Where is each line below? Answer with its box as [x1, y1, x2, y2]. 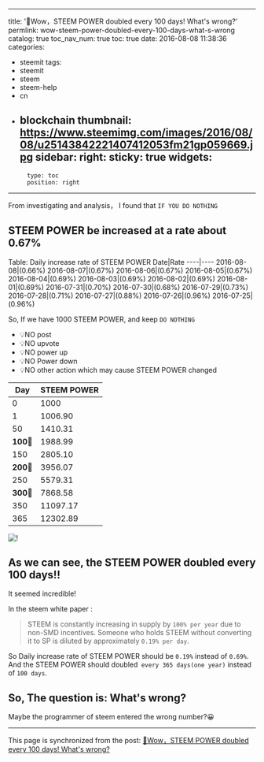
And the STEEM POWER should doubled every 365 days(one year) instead [8, 660, 251, 670]
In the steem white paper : [8, 604, 93, 614]
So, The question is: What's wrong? [8, 691, 187, 704]
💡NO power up [19, 348, 68, 357]
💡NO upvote [19, 338, 60, 348]
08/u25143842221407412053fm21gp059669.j [19, 139, 254, 152]
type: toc [27, 171, 59, 180]
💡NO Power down [19, 356, 78, 366]
